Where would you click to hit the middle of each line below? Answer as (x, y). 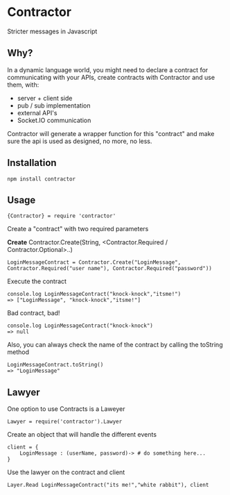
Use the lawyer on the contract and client (66, 472)
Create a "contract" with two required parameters (78, 229)
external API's (37, 112)
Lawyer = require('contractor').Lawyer (65, 422)
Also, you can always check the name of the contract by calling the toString (115, 345)
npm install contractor (42, 179)
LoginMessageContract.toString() (55, 365)
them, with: (23, 85)
